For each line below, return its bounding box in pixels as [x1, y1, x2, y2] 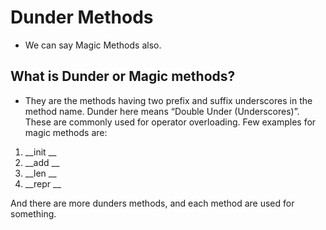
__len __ [24, 167, 57, 179]
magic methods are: [24, 126, 108, 138]
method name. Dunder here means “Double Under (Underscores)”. [24, 105, 300, 117]
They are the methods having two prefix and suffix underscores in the [24, 94, 313, 106]
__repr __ [24, 177, 62, 190]
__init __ [24, 146, 57, 158]
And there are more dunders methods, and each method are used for [10, 197, 295, 209]
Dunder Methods [10, 6, 154, 29]
